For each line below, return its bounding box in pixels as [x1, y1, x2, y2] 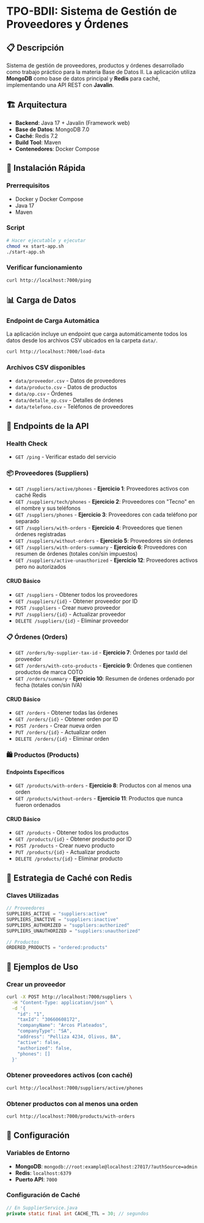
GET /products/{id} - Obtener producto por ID [15, 835, 133, 843]
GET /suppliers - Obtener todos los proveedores [15, 591, 138, 598]
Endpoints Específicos [6, 768, 65, 776]
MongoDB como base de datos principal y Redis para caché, [6, 75, 161, 82]
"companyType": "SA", [17, 1028, 72, 1034]
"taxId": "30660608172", [17, 1017, 81, 1023]
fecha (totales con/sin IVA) [15, 681, 82, 689]
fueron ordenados [15, 801, 61, 809]
